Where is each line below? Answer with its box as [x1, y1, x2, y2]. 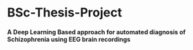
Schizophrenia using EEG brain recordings [7, 35, 131, 43]
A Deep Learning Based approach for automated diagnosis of [7, 27, 186, 36]
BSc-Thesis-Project [7, 5, 123, 21]
